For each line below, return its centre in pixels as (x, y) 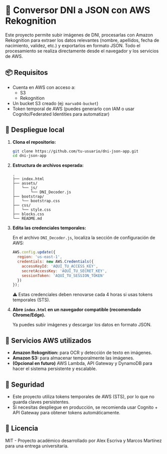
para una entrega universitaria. (37, 446)
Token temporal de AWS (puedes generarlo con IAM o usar (73, 109)
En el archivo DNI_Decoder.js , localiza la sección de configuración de (84, 238)
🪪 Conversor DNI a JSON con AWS (78, 10)
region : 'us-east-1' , (40, 257)
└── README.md (27, 219)
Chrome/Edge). (29, 315)
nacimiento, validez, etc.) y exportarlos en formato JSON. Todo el (73, 45)
